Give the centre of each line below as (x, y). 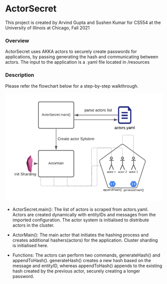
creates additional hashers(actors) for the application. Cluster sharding (85, 240)
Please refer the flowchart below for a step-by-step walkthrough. (72, 86)
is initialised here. (30, 246)
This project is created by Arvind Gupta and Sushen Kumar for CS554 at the (83, 22)
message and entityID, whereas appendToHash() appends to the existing (87, 266)
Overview (17, 40)
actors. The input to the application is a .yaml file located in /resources (78, 62)
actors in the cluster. (33, 225)
